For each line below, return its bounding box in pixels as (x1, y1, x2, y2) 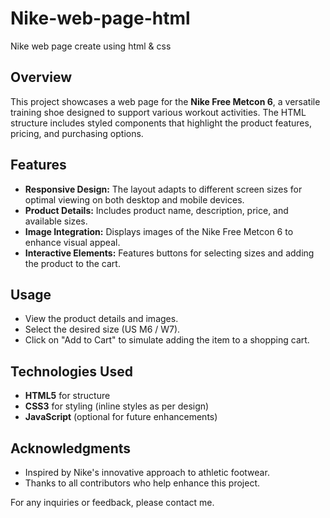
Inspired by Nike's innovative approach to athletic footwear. (24, 467, 270, 478)
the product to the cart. (24, 257, 121, 269)
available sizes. (24, 215, 88, 227)
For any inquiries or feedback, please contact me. (10, 497, 215, 508)
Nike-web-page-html (10, 7, 191, 30)
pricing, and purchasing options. (10, 127, 144, 139)
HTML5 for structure (24, 390, 111, 402)
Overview (10, 69, 73, 86)
